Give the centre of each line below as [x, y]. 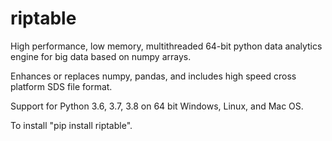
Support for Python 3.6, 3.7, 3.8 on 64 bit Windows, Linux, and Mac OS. [157, 106]
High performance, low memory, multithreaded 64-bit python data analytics [166, 46]
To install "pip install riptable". [71, 125]
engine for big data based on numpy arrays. [101, 56]
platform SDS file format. [61, 86]
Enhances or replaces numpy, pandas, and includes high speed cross [153, 76]
